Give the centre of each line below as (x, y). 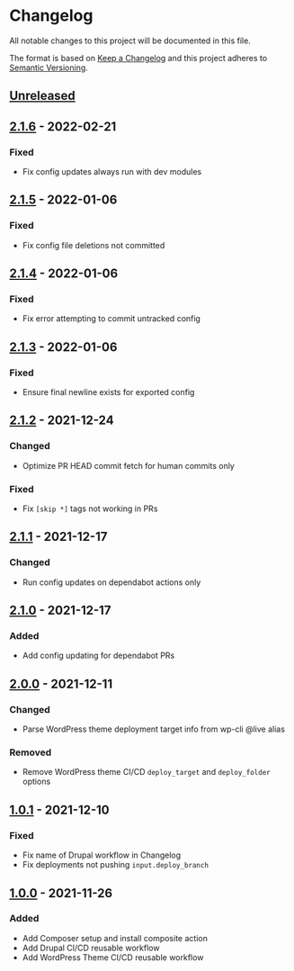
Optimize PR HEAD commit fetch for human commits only (129, 465)
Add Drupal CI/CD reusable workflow (91, 948)
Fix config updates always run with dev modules (112, 172)
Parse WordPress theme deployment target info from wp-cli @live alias (154, 729)
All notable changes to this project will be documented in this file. (130, 40)
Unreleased (43, 96)
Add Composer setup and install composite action (115, 938)
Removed (31, 752)
